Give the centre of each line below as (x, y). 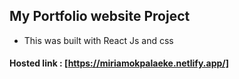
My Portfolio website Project (100, 16)
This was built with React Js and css (98, 40)
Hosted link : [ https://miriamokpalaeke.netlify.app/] (119, 63)
